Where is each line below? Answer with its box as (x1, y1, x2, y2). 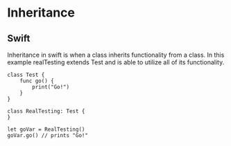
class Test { (7, 71, 45, 78)
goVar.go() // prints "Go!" (7, 132, 89, 139)
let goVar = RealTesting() (7, 126, 85, 133)
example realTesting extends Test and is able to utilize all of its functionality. (7, 58, 225, 66)
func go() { (19, 77, 54, 84)
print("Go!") (32, 84, 70, 91)
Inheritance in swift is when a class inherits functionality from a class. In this (7, 51, 225, 59)
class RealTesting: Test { (7, 108, 85, 115)
